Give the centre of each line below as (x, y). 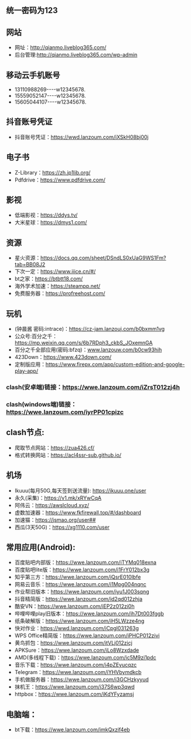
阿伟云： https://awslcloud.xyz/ (52, 505)
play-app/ (26, 371)
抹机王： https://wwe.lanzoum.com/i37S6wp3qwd (74, 687)
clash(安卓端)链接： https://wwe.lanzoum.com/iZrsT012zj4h (93, 387)
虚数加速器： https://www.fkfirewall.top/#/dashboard (78, 512)
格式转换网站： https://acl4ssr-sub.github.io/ (68, 455)
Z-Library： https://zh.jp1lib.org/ (52, 172)
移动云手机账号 (33, 75)
